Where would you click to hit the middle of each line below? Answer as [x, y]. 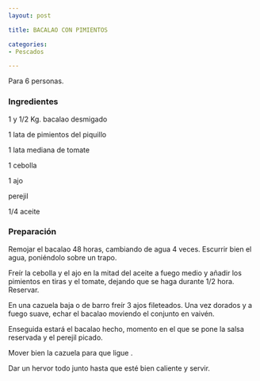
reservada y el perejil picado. [55, 337]
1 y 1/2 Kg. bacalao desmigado [58, 119]
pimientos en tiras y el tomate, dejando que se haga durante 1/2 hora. [121, 281]
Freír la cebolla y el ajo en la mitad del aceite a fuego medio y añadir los [125, 273]
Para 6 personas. [36, 81]
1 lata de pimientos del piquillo [57, 134]
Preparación [32, 232]
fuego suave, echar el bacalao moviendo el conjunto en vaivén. [112, 314]
